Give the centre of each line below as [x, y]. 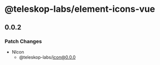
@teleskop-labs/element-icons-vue [80, 9]
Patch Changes [23, 41]
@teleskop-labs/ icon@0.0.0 [47, 57]
